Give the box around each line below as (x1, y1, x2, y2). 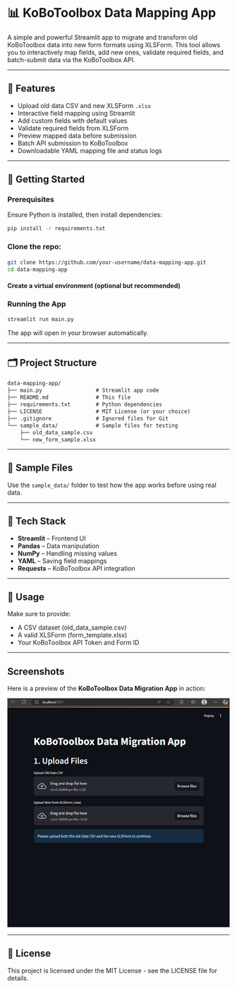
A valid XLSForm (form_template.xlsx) (17, 631, 128, 639)
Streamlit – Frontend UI (17, 534, 86, 543)
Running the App (7, 299, 66, 308)
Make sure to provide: (7, 610, 71, 618)
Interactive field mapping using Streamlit (17, 109, 135, 117)
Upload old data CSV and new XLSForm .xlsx (17, 101, 152, 109)
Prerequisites (7, 195, 54, 205)
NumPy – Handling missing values (17, 549, 118, 558)
